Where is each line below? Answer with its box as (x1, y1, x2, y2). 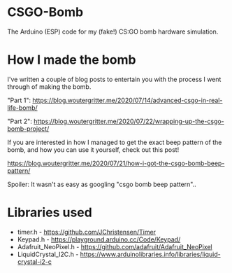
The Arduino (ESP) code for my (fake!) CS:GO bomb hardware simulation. (7, 27, 219, 36)
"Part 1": (7, 96, 31, 104)
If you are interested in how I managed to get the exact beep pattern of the (7, 138, 222, 146)
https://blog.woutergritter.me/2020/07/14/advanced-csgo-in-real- (32, 96, 223, 104)
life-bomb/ (7, 103, 38, 112)
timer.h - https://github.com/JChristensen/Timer (17, 227, 156, 236)
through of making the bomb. (7, 82, 92, 91)
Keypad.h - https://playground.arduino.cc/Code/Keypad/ (17, 235, 181, 244)
